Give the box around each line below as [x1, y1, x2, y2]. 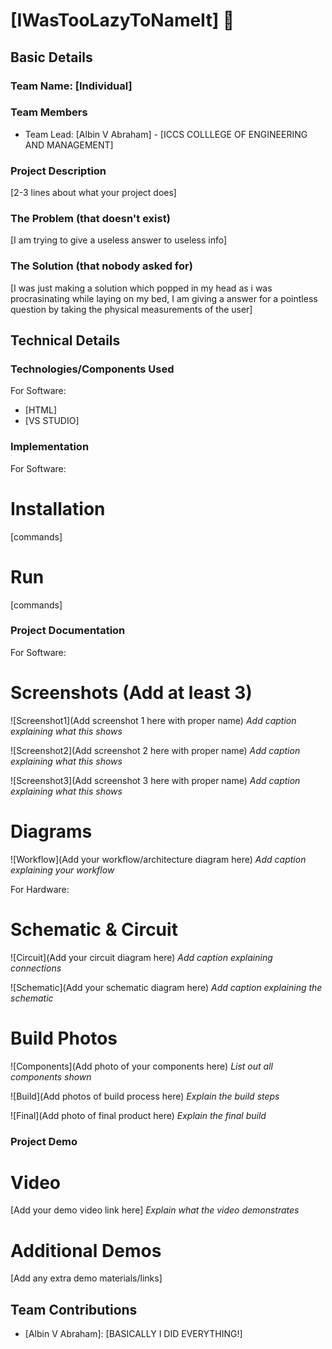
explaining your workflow [10, 864, 115, 876]
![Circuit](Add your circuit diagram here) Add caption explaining [10, 951, 273, 963]
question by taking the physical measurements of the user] [10, 303, 253, 315]
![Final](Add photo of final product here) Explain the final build [10, 1109, 267, 1121]
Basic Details [10, 49, 93, 66]
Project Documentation [10, 624, 126, 638]
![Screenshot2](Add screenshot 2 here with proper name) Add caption [10, 744, 301, 756]
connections [10, 962, 62, 974]
